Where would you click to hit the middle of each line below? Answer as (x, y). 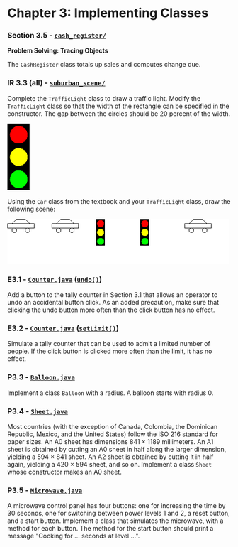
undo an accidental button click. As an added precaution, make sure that (113, 303)
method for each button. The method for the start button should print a (110, 529)
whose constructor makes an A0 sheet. (64, 472)
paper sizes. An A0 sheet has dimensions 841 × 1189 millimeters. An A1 (110, 441)
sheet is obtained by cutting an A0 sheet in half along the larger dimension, (117, 449)
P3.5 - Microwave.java (45, 490)
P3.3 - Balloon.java (41, 377)
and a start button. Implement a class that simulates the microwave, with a (115, 521)
